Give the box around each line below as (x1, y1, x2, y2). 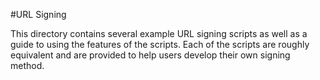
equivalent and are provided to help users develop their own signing (10, 49, 291, 61)
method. (10, 60, 45, 71)
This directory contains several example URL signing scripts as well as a (10, 28, 308, 39)
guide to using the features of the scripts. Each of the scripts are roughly (10, 39, 310, 50)
